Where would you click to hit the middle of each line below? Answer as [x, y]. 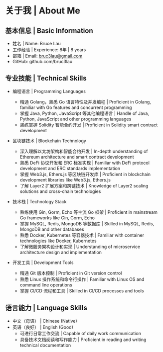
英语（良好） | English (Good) [43, 327]
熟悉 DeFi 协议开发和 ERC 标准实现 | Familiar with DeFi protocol [84, 163]
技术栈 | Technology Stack [39, 201]
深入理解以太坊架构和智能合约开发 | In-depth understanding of [84, 151]
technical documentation [45, 345]
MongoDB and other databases [52, 229]
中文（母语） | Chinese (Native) [45, 321]
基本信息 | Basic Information [49, 31]
